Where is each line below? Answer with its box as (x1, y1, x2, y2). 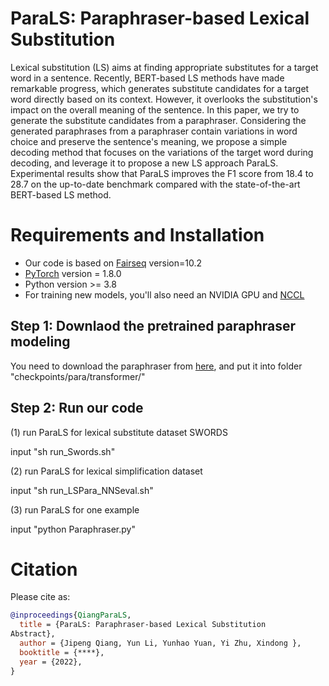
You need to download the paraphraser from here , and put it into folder (10, 360, 303, 372)
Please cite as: (10, 591, 71, 603)
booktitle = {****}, (19, 647, 105, 657)
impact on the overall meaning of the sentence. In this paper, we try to (10, 103, 300, 116)
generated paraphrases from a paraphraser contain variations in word (10, 125, 298, 137)
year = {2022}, (19, 657, 83, 667)
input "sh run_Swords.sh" (10, 445, 116, 457)
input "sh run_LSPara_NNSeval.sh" (10, 484, 154, 496)
